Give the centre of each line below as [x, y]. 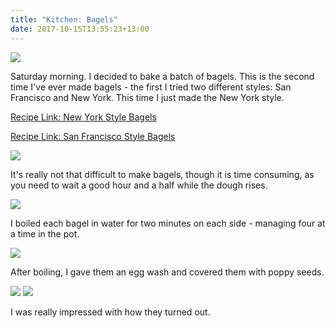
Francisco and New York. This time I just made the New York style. [147, 97]
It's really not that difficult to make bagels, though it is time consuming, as [162, 174]
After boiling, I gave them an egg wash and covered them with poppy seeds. [167, 272]
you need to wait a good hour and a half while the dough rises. [139, 185]
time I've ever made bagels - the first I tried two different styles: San [151, 87]
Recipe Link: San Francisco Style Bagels [93, 136]
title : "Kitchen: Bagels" [64, 19]
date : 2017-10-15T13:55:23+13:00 [80, 29]
